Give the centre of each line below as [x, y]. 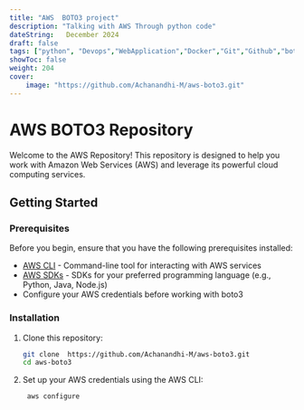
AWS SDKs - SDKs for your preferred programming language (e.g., [147, 275]
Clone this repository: [62, 338]
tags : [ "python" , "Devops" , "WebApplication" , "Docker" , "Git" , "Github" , [145, 52]
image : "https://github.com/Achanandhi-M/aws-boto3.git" [135, 85]
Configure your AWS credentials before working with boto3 [133, 294]
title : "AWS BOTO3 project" [64, 18]
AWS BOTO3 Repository [101, 130]
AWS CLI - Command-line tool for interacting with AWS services [142, 266]
